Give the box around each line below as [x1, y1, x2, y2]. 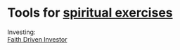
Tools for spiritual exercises [7, 5, 173, 21]
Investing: [7, 28, 36, 36]
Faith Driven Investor [7, 35, 67, 43]
